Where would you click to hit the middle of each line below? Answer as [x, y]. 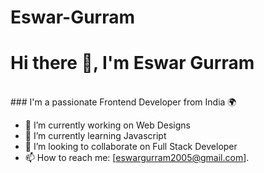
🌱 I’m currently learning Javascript [95, 136]
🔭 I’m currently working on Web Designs [107, 125]
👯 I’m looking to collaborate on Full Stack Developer [131, 147]
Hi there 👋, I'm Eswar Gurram [132, 63]
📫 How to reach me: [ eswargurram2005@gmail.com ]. [137, 158]
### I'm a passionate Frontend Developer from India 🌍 [123, 102]
